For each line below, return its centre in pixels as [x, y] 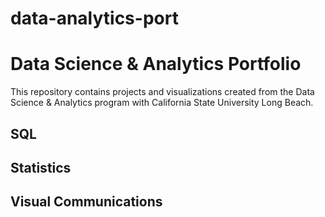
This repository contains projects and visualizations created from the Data [162, 92]
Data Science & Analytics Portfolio [156, 64]
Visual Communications [86, 202]
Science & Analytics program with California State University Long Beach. [162, 103]
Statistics [41, 167]
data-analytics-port [94, 18]
